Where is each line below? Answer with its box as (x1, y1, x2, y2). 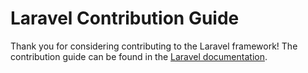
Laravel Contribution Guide (10, 7, 240, 30)
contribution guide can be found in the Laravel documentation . (10, 50, 268, 62)
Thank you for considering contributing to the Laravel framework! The (10, 40, 298, 52)
